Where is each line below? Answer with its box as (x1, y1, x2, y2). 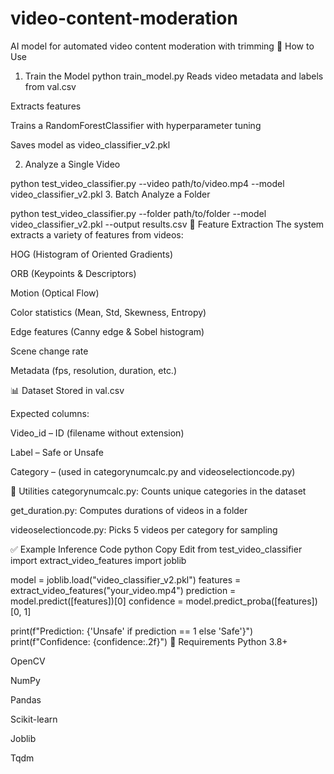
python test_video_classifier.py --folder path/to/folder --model (10, 207, 267, 219)
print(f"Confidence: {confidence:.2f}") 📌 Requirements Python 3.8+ (10, 635, 288, 647)
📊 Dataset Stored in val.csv (10, 384, 125, 396)
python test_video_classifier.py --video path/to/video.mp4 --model (10, 177, 285, 189)
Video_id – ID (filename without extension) (10, 427, 185, 439)
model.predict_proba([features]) (185, 595, 318, 607)
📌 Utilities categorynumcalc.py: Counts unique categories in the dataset (10, 485, 307, 497)
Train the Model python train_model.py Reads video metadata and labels (24, 70, 324, 82)
